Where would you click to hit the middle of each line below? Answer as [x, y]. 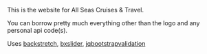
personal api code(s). [37, 30]
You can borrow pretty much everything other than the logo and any [103, 23]
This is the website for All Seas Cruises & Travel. [76, 10]
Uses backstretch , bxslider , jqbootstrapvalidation [76, 43]
